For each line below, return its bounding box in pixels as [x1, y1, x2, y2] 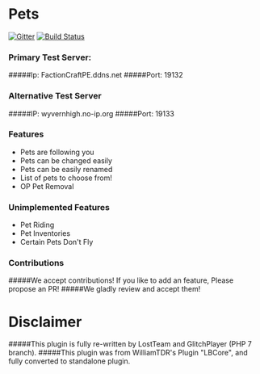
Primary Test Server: [8, 52, 92, 63]
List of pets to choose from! [19, 173, 113, 183]
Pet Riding [19, 220, 55, 230]
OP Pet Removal [19, 181, 74, 191]
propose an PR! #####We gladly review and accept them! [8, 284, 201, 294]
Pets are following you [19, 147, 94, 157]
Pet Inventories [19, 229, 71, 238]
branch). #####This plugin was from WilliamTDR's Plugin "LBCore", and [8, 348, 248, 358]
